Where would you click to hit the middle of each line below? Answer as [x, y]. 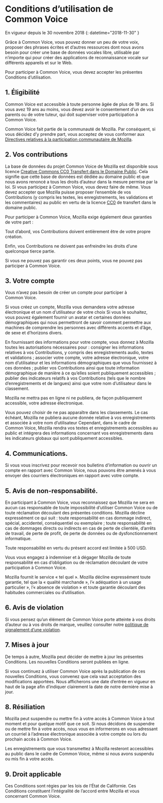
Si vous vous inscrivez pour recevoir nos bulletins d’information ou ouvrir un [81, 465]
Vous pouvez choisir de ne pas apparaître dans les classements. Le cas [76, 413]
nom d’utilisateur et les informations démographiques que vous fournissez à [81, 363]
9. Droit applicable [33, 774]
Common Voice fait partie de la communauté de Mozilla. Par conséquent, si [80, 129]
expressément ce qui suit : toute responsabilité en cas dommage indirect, [78, 518]
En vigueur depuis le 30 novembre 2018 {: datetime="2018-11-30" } [72, 32]
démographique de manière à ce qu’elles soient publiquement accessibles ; [81, 373]
